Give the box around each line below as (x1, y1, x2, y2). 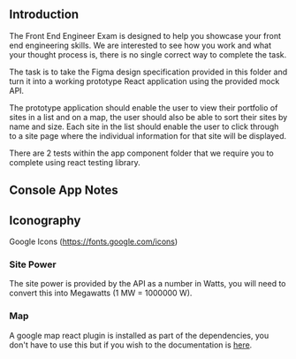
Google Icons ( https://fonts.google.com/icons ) (9, 236, 178, 247)
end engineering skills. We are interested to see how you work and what (9, 40, 272, 50)
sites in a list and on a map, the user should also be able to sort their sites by (9, 111, 288, 122)
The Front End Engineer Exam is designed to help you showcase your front (9, 30, 281, 41)
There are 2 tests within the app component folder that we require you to (9, 148, 274, 158)
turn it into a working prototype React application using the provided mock (9, 75, 280, 87)
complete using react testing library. (9, 157, 140, 167)
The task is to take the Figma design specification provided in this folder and (9, 66, 288, 77)
